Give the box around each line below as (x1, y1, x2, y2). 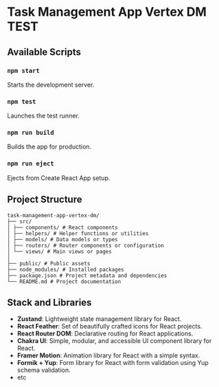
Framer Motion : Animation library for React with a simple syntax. (16, 351, 200, 360)
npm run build (7, 129, 54, 137)
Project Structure (7, 194, 82, 206)
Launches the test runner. (7, 111, 80, 120)
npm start (7, 67, 40, 74)
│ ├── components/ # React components (7, 224, 118, 231)
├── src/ (7, 218, 32, 225)
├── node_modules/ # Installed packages (7, 266, 125, 273)
